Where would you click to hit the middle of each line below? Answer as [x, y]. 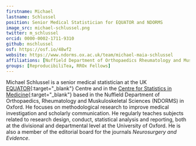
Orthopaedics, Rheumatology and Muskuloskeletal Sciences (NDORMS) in [95, 101]
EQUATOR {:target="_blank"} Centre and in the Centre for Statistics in [89, 89]
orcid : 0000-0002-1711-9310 [40, 39]
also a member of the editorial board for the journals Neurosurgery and [91, 132]
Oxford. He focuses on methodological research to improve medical [87, 107]
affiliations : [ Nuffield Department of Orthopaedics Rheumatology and [94, 60]
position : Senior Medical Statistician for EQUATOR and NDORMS [85, 22]
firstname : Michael [30, 11]
